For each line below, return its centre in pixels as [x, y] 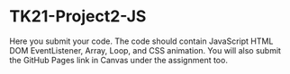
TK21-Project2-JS [78, 16]
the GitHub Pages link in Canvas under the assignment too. [118, 60]
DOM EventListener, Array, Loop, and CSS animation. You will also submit [145, 50]
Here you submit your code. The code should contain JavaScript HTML [141, 41]
